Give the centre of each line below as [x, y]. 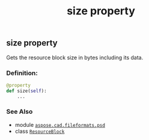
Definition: [22, 73]
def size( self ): [26, 91]
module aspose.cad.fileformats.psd [60, 124]
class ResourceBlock [40, 131]
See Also [20, 112]
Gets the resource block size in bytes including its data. [75, 57]
